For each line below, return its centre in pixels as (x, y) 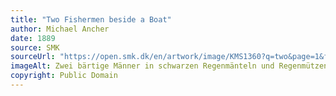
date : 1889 (33, 38)
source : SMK (35, 47)
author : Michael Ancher (60, 29)
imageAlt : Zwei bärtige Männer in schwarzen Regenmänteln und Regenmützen (169, 66)
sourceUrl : (33, 57)
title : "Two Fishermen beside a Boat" (91, 19)
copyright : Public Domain (64, 76)
